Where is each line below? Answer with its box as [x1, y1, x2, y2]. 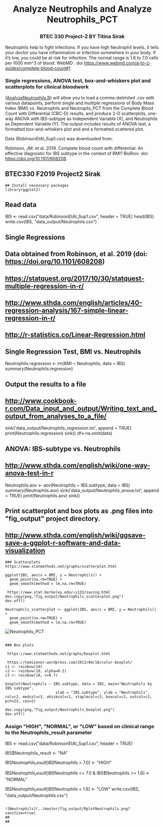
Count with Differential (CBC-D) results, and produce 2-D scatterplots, [5, 110, 147, 116]
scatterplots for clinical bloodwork [5, 84, 89, 91]
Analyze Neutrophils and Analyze [13, 3, 152, 15]
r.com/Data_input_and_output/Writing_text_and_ [5, 404, 157, 413]
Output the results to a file [5, 380, 87, 388]
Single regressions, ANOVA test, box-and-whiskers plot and [5, 77, 151, 84]
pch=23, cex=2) [5, 699, 36, 704]
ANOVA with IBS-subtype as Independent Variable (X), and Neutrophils [14, 116, 158, 122]
